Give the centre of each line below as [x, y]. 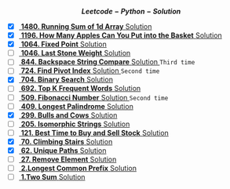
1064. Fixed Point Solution [64, 44]
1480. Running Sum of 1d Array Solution [86, 26]
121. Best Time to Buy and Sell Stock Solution [95, 133]
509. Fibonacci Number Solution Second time [95, 97]
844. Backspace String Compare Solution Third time [108, 62]
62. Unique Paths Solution [64, 150]
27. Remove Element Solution [69, 159]
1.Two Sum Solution [53, 177]
